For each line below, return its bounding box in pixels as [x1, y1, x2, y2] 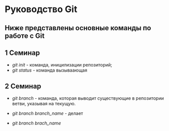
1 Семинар [5, 48, 40, 57]
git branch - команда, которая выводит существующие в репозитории [12, 95, 164, 101]
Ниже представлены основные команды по [5, 24, 151, 32]
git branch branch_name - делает [12, 110, 83, 116]
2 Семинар [5, 82, 41, 90]
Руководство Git [5, 4, 77, 15]
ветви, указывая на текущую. [12, 101, 76, 107]
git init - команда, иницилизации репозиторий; [12, 62, 112, 68]
